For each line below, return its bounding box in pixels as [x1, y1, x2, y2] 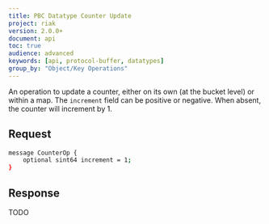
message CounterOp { [8, 149, 78, 157]
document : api [8, 34, 57, 43]
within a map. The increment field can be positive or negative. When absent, [8, 95, 261, 105]
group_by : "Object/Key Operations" [8, 65, 128, 73]
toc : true [8, 42, 42, 50]
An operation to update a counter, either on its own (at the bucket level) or [8, 87, 254, 96]
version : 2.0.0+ [8, 27, 63, 35]
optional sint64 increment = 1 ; [23, 156, 132, 164]
